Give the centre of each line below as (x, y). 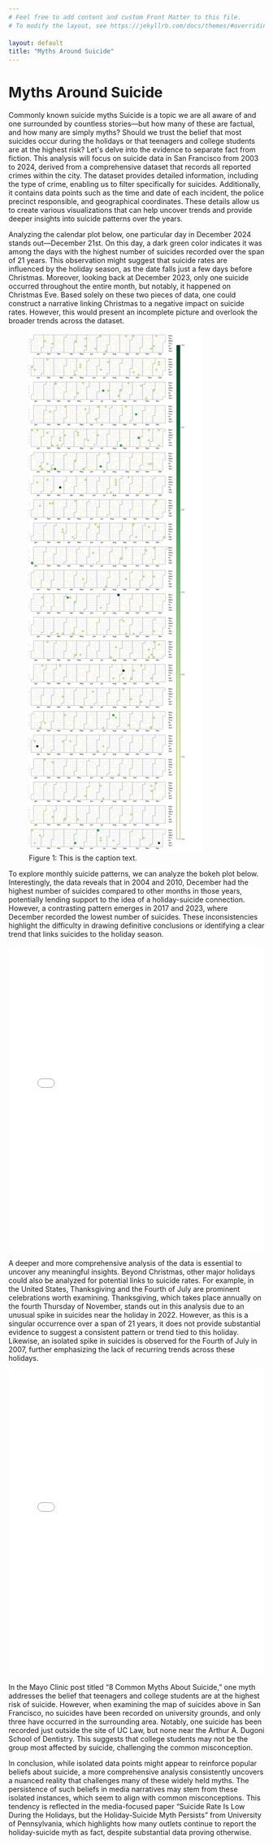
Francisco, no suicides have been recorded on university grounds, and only (135, 1713)
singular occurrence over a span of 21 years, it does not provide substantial (135, 1323)
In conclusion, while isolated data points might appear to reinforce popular (133, 1764)
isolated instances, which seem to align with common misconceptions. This (135, 1798)
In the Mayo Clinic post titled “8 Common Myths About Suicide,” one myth (132, 1687)
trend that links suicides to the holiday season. (86, 934)
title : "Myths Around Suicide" (61, 52)
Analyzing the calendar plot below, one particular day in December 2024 (130, 235)
